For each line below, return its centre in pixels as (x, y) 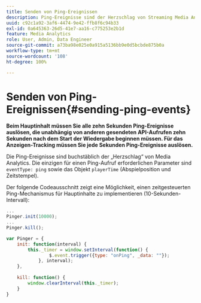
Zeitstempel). (22, 176)
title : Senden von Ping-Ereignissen (52, 12)
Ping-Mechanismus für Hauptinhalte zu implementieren (74, 194)
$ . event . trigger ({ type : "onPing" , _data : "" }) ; (109, 255)
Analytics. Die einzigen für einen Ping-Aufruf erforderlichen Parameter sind (99, 163)
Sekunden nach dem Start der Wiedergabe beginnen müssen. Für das (95, 139)
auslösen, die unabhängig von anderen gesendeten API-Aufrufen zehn (96, 132)
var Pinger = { (25, 238)
